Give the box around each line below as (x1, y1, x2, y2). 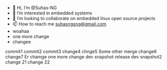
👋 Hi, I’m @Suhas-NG (12, 5, 57, 10)
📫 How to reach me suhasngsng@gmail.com (12, 21, 107, 27)
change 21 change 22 (5, 59, 50, 65)
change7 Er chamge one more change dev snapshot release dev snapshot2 (5, 54, 162, 59)
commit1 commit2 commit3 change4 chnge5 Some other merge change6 (5, 48, 157, 54)
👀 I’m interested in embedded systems (12, 10, 92, 16)
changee (12, 39, 31, 44)
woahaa (12, 28, 29, 34)
